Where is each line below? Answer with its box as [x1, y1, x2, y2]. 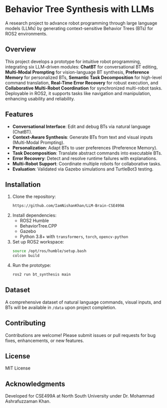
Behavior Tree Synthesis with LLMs [5, 3, 155, 15]
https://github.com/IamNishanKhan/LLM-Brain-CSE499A [12, 203, 125, 208]
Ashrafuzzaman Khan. [5, 398, 51, 404]
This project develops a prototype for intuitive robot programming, [5, 58, 141, 64]
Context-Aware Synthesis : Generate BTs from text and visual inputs [12, 134, 153, 140]
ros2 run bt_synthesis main [12, 272, 71, 277]
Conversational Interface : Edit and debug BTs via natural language [12, 123, 151, 129]
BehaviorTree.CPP [19, 223, 57, 229]
